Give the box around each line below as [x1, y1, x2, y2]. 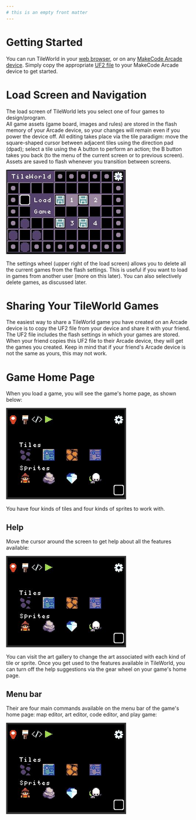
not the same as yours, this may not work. [6, 350, 107, 357]
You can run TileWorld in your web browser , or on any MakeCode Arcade [6, 55, 183, 62]
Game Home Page [6, 371, 95, 384]
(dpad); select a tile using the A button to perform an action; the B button [6, 145, 182, 153]
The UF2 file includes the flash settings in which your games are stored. [6, 331, 180, 338]
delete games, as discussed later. [6, 279, 87, 286]
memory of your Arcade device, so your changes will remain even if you [6, 127, 180, 134]
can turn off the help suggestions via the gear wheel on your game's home [6, 666, 187, 673]
